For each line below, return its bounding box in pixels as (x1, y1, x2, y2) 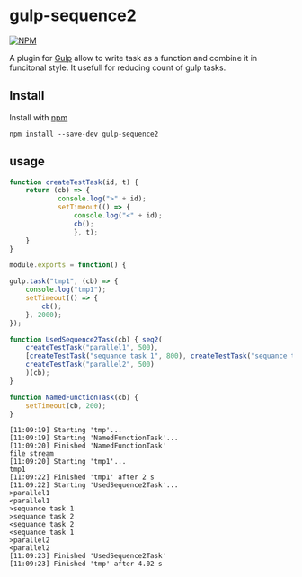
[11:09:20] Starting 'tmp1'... (9, 457, 127, 466)
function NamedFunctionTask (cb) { (9, 393, 139, 402)
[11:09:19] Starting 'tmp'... (9, 426, 123, 435)
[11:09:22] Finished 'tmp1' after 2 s (9, 473, 155, 482)
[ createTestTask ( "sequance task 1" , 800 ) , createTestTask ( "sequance (25, 351, 288, 360)
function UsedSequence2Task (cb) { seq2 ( (9, 334, 164, 344)
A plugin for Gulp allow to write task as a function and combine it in (9, 52, 258, 63)
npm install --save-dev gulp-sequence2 (9, 129, 159, 138)
